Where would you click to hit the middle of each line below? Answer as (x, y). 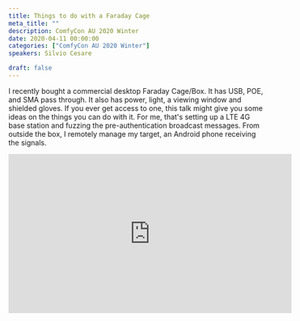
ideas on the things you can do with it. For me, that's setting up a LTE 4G (129, 116)
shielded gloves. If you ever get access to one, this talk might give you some (135, 108)
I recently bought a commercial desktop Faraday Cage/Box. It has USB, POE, (136, 91)
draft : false (30, 68)
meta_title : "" (34, 23)
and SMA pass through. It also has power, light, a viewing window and (125, 99)
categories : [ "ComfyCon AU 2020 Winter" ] (79, 46)
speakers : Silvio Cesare (50, 53)
